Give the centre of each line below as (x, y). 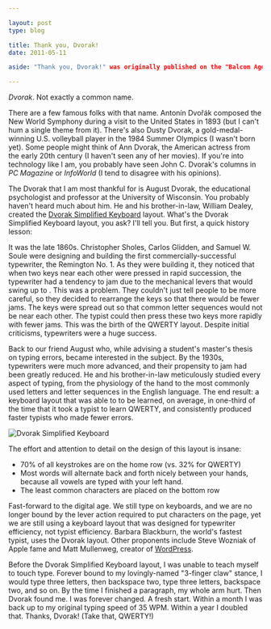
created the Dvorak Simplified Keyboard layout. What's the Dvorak (119, 214)
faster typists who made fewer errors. (71, 418)
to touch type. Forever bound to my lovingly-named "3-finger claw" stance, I (135, 573)
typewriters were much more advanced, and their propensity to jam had (128, 366)
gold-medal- (222, 130)
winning (21, 139)
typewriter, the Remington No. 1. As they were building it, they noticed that (132, 264)
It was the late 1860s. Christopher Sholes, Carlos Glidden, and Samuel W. (130, 247)
